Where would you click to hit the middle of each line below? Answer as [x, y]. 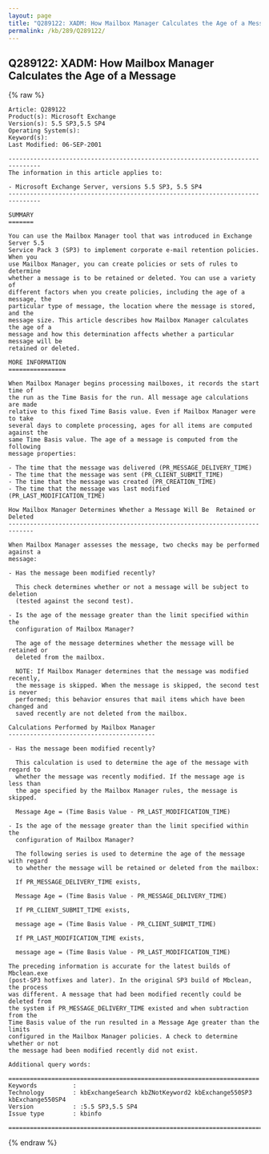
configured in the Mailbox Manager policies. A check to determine [123, 1037]
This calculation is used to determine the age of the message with [132, 763]
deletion [23, 595]
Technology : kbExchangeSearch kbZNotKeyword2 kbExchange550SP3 [130, 1093]
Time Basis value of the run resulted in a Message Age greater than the [134, 1023]
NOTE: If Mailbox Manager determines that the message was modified [132, 672]
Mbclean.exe [28, 973]
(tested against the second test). [75, 601]
